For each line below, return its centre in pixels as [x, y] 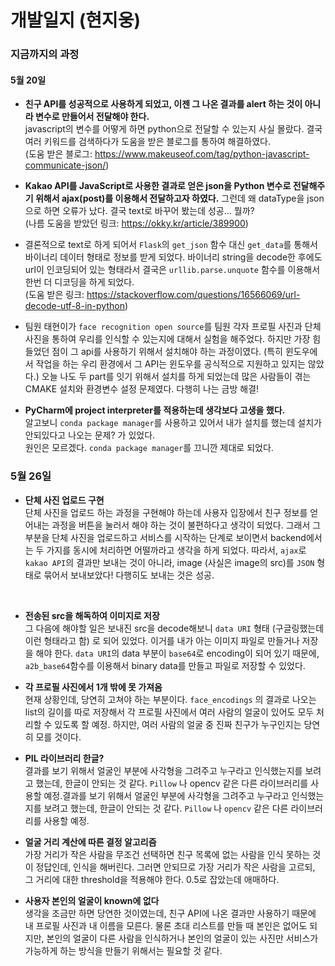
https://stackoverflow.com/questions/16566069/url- [193, 295]
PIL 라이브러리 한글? [64, 758]
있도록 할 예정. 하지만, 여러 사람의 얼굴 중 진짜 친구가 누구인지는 [178, 724]
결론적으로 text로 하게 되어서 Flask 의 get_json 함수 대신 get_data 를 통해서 [171, 245]
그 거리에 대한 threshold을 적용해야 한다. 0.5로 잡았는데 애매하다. [152, 879]
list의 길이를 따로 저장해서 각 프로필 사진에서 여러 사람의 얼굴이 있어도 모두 [169, 712]
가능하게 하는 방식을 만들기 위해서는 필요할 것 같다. [123, 950]
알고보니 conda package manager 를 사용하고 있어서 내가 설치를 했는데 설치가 [173, 423]
